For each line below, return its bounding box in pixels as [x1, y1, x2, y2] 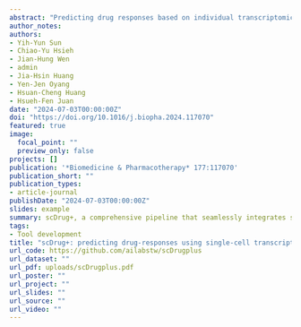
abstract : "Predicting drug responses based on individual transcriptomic [9, 13, 295, 22]
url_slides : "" [9, 288, 66, 297]
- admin [9, 64, 39, 73]
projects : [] [9, 154, 58, 164]
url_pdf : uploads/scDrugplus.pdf [9, 263, 134, 272]
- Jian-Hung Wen [9, 55, 70, 64]
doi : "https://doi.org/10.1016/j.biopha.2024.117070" [9, 113, 215, 122]
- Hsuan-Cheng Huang [9, 88, 87, 97]
